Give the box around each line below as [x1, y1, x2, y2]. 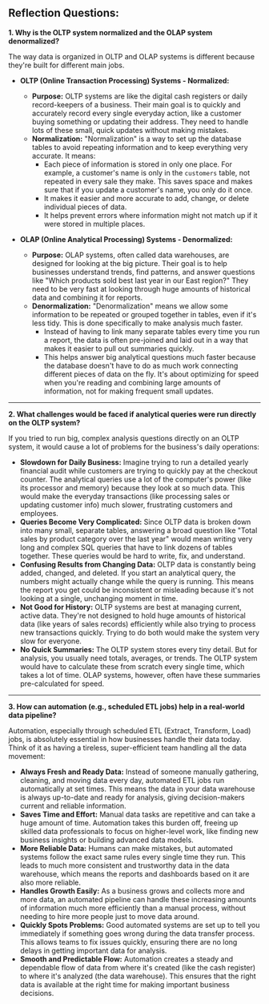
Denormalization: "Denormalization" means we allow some [31, 300, 228, 311]
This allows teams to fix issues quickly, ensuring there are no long [19, 937, 238, 946]
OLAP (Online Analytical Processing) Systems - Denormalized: [19, 234, 233, 244]
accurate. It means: [31, 151, 96, 160]
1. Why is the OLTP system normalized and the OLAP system [8, 27, 213, 37]
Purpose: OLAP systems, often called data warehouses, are [31, 250, 230, 260]
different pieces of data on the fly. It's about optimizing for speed [43, 369, 259, 379]
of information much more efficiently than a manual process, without [19, 903, 247, 913]
